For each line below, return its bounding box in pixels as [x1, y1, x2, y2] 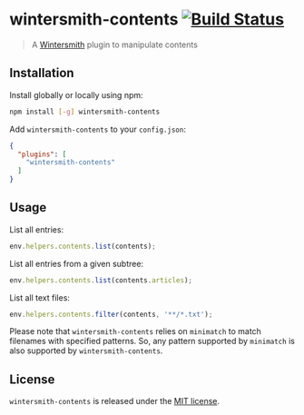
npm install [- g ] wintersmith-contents [9, 107, 161, 116]
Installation [9, 65, 74, 81]
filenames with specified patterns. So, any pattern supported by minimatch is [9, 336, 295, 347]
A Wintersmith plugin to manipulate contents [31, 39, 198, 50]
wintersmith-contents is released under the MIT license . [9, 396, 221, 407]
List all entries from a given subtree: [9, 258, 143, 269]
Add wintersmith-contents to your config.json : [9, 124, 186, 134]
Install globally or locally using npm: [9, 89, 143, 100]
